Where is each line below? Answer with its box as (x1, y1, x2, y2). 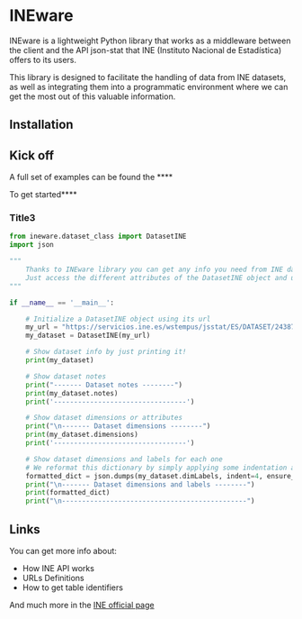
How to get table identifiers (22, 582, 124, 593)
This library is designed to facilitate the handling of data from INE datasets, (9, 71, 287, 82)
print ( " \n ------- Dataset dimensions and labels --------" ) (25, 479, 255, 489)
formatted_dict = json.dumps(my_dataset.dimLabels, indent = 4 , (25, 471, 263, 480)
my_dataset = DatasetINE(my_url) (25, 331, 151, 341)
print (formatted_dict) (25, 488, 111, 497)
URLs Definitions (22, 573, 84, 583)
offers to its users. (9, 54, 77, 65)
